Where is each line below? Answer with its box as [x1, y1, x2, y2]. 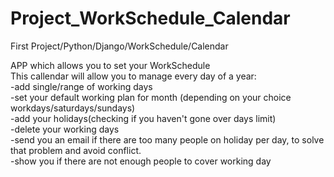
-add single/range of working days [10, 80, 153, 92]
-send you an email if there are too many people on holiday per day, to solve [10, 133, 325, 146]
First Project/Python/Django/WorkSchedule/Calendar [10, 40, 229, 52]
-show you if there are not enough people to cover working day [10, 155, 272, 167]
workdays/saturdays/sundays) [10, 102, 136, 114]
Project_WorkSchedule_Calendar [10, 7, 291, 30]
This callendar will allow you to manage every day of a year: [10, 70, 257, 82]
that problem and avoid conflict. [10, 144, 142, 156]
